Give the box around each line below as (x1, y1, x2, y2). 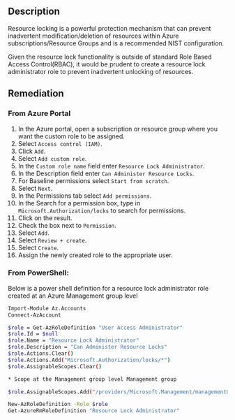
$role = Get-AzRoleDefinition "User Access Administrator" (8, 324, 183, 331)
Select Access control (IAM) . (17, 139, 103, 147)
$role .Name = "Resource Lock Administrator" (8, 337, 139, 345)
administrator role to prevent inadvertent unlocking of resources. (8, 67, 194, 75)
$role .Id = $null (8, 331, 59, 338)
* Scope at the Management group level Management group (8, 375, 177, 383)
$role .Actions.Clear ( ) (8, 350, 74, 357)
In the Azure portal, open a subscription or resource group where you (17, 124, 218, 133)
